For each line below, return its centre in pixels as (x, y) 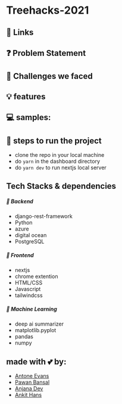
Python (24, 223)
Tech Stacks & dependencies (61, 186)
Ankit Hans (28, 395)
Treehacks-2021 (48, 10)
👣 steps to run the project (54, 141)
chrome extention (36, 276)
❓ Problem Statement (46, 53)
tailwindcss (29, 295)
